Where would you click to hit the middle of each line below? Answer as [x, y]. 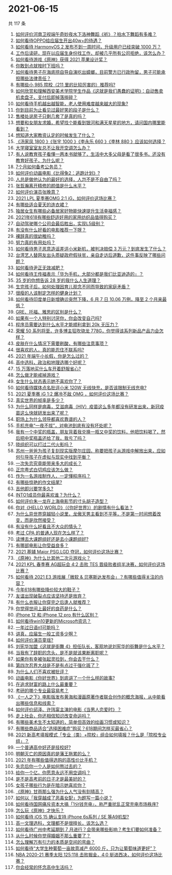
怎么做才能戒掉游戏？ [37, 375]
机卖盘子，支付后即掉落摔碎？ [46, 97]
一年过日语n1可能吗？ [37, 627]
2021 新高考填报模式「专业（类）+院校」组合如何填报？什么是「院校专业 [91, 735]
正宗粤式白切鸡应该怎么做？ [44, 470]
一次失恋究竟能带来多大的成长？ [49, 463]
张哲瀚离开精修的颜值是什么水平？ [51, 185]
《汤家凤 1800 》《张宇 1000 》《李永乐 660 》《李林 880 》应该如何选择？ [91, 141]
